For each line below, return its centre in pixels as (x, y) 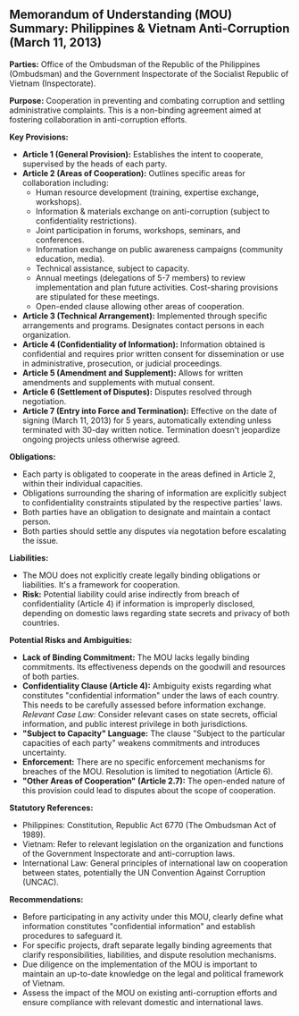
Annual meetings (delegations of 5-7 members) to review (140, 277)
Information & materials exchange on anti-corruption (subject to (153, 211)
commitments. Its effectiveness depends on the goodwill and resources (154, 666)
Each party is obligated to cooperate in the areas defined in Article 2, (149, 474)
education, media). (70, 258)
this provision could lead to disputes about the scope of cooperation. (149, 790)
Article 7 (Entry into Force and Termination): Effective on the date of (149, 411)
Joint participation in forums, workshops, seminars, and (138, 230)
